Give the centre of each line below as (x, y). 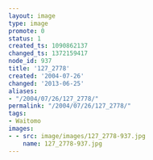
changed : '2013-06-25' (46, 83)
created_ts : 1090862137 (48, 46)
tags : (17, 114)
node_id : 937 (30, 61)
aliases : (23, 91)
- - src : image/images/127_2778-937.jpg (77, 136)
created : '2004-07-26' (46, 76)
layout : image (32, 16)
